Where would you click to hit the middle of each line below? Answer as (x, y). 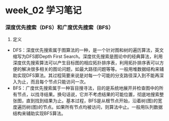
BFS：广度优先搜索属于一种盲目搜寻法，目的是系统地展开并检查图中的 (86, 88)
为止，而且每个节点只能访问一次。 (53, 82)
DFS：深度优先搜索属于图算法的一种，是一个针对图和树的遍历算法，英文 (88, 50)
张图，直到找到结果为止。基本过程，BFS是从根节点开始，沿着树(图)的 (85, 101)
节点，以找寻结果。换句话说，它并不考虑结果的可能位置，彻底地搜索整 (90, 95)
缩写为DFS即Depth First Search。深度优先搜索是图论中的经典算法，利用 (88, 57)
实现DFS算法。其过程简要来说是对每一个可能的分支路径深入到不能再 (88, 75)
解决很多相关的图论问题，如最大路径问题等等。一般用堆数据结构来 (91, 69)
